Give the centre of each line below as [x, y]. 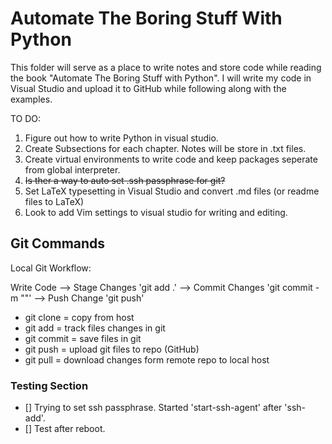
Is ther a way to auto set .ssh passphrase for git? [125, 180]
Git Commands [58, 243]
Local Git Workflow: [51, 268]
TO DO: [26, 118]
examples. [31, 99]
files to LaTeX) [54, 201]
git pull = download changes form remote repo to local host [147, 359]
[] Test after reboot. [65, 429]
